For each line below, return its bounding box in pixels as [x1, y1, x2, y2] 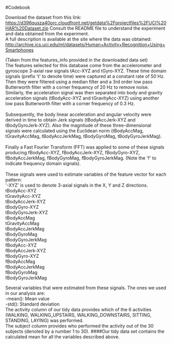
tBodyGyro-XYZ [5, 204, 39, 210]
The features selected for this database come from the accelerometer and [5, 63, 162, 68]
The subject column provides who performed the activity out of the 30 [5, 323, 154, 329]
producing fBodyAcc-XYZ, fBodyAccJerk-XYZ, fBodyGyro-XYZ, [5, 150, 140, 155]
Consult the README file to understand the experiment [49, 25, 165, 31]
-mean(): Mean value [5, 296, 50, 301]
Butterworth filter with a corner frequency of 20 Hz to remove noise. [5, 84, 149, 90]
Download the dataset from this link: [5, 14, 82, 20]
